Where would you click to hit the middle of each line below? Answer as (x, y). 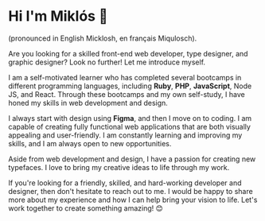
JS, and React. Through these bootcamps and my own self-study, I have (127, 94)
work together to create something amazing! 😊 (86, 208)
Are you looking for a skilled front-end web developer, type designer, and (128, 53)
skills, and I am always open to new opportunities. (90, 143)
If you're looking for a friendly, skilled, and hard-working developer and (125, 183)
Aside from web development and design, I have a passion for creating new (132, 159)
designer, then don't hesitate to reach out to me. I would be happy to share (131, 191)
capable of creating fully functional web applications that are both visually (129, 126)
